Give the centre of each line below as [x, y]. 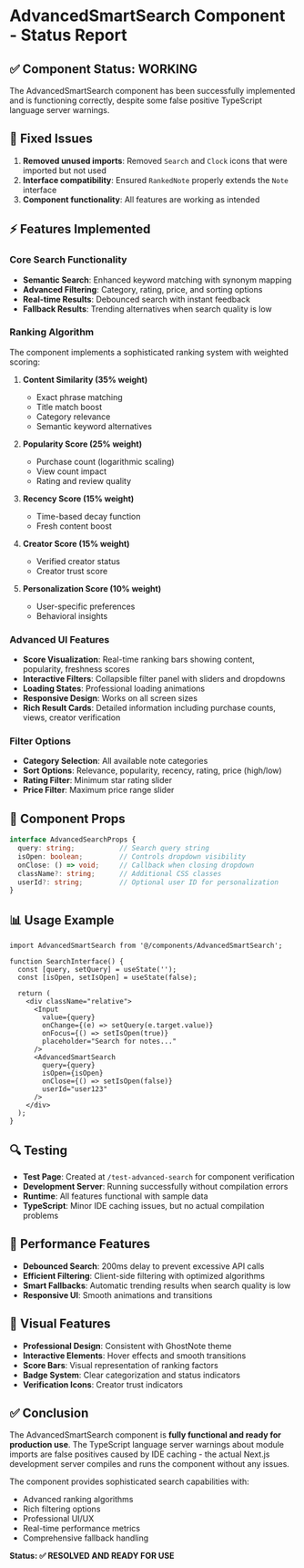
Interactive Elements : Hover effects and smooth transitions [134, 1356]
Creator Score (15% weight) [76, 543]
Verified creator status [78, 561]
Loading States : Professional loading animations [114, 688]
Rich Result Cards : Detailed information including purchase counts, [149, 708]
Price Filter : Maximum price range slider [98, 790]
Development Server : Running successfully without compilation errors [155, 1186]
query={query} [69, 1066]
